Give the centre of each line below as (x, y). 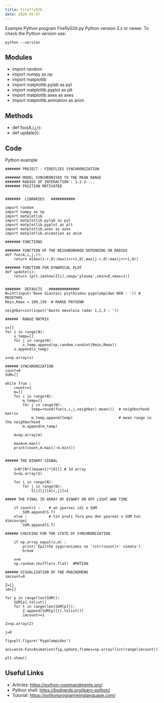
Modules (19, 57)
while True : (18, 383)
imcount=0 (15, 577)
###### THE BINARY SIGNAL (31, 461)
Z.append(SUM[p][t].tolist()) (53, 611)
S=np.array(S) (28, 474)
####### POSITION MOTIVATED (34, 186)
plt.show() (16, 658)
